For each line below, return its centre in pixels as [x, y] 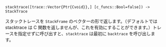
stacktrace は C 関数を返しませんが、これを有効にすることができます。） [79, 27]
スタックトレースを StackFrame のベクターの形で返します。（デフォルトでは [81, 21]
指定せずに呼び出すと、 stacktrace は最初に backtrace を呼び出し [84, 34]
